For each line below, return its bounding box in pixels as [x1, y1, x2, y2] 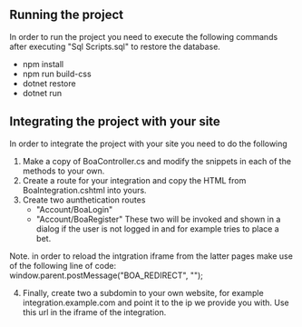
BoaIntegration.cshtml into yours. [22, 184, 147, 195]
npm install [22, 58, 64, 69]
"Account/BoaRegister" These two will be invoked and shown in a [35, 213, 281, 224]
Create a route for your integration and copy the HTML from [22, 174, 247, 185]
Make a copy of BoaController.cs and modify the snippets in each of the [22, 155, 292, 166]
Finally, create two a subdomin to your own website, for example [22, 287, 265, 298]
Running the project [9, 7, 124, 23]
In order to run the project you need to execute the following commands [9, 31, 278, 42]
